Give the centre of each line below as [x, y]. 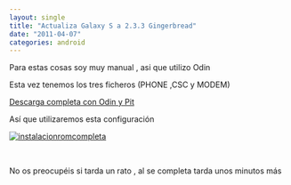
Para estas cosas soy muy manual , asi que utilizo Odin [110, 68]
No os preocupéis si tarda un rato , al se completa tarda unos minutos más [145, 171]
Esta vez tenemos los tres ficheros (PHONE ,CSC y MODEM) [120, 84]
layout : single [37, 17]
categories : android [48, 42]
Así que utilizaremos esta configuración [82, 119]
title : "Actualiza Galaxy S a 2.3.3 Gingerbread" [103, 26]
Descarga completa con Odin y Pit [72, 102]
